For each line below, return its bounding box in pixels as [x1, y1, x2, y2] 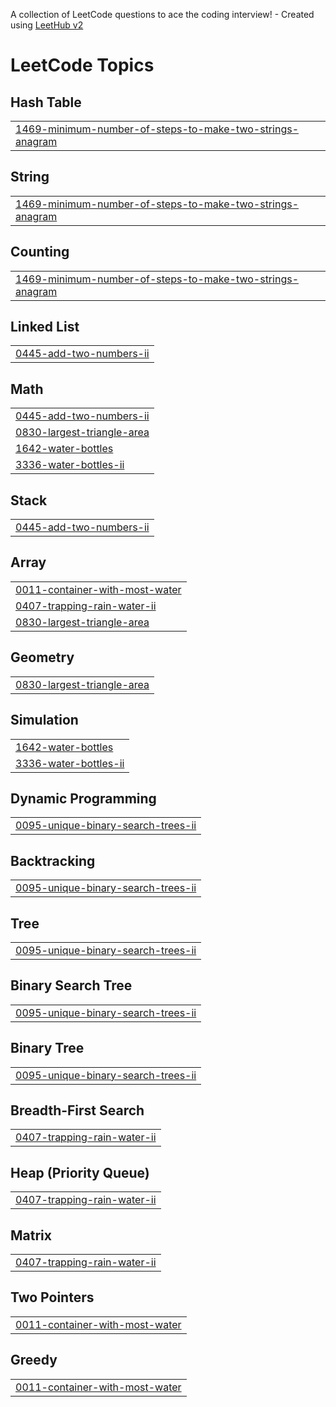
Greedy [10, 1352, 58, 1369]
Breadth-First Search [10, 1102, 145, 1119]
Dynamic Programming [10, 790, 157, 807]
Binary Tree [10, 1040, 85, 1057]
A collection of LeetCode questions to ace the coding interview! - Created [10, 9, 315, 20]
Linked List [10, 319, 80, 336]
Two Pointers [10, 1289, 95, 1306]
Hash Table [10, 94, 82, 111]
